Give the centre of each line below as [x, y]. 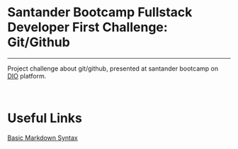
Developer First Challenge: [87, 27]
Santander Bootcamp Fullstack [100, 12]
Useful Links [45, 118]
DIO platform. [27, 76]
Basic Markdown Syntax [42, 138]
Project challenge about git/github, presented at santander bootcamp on [113, 68]
